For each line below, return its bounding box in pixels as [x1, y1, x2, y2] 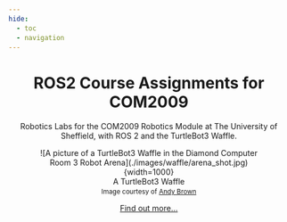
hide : [8, 14, 29, 23]
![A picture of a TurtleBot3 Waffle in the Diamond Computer [40, 148, 258, 159]
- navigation [16, 33, 65, 42]
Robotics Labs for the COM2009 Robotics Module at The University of [20, 121, 278, 132]
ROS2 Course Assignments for [33, 72, 265, 93]
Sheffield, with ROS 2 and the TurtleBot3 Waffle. [60, 130, 238, 142]
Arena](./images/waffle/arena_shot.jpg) [103, 157, 249, 169]
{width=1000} [123, 167, 175, 177]
